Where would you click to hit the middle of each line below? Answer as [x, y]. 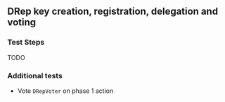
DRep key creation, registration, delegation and [113, 12]
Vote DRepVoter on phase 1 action [65, 91]
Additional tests [35, 75]
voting [22, 23]
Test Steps [26, 43]
